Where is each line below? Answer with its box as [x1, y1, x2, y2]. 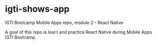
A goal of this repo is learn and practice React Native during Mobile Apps [5, 29, 153, 35]
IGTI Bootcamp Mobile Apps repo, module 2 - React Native [5, 20, 123, 25]
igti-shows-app [5, 3, 70, 15]
